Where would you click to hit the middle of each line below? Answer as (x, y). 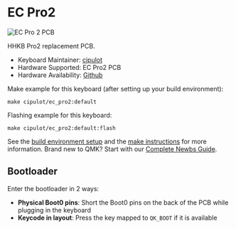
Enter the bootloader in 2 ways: (53, 188)
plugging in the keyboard (54, 210)
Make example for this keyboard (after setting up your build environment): (116, 88)
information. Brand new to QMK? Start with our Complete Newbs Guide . (112, 149)
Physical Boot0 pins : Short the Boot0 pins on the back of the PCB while (123, 202)
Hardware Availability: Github (60, 75)
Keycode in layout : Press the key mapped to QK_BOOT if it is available (117, 218)
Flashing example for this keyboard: (60, 115)
